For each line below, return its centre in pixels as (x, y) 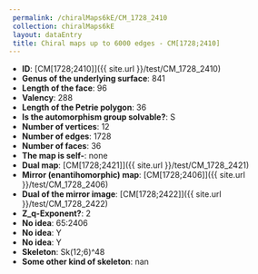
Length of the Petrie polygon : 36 (84, 108)
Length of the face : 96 (64, 88)
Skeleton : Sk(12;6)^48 (63, 252)
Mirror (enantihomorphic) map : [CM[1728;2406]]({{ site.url (134, 175)
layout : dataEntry (47, 34)
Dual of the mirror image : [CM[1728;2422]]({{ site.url (121, 194)
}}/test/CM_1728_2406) (65, 185)
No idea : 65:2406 (55, 223)
